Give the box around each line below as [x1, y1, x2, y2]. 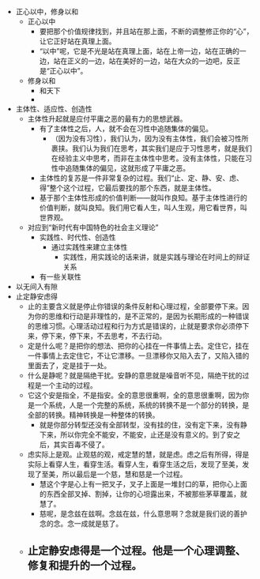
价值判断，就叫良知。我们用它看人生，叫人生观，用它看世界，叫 [39, 203, 247, 212]
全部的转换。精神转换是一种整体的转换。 [27, 410, 160, 419]
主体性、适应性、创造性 [15, 104, 92, 113]
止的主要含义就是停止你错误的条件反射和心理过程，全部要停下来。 [27, 302, 243, 310]
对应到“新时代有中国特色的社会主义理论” [27, 223, 159, 231]
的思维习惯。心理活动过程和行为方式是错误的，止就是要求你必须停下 [27, 321, 250, 330]
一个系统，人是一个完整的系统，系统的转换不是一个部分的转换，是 [34, 400, 250, 409]
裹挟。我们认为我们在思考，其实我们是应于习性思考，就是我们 [51, 144, 253, 152]
